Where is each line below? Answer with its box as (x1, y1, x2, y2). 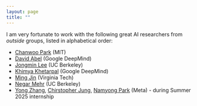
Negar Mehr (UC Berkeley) (14, 80, 81, 87)
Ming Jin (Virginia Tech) (14, 74, 74, 81)
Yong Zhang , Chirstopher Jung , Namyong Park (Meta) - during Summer (14, 86, 191, 93)
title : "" (6, 14, 31, 20)
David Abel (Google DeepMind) (14, 55, 92, 62)
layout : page (6, 8, 39, 15)
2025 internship (14, 93, 54, 100)
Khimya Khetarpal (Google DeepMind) (14, 67, 109, 74)
